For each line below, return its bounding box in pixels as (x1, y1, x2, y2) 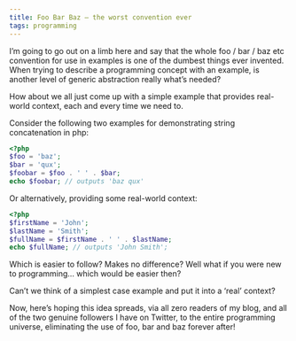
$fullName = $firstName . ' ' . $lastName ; (9, 235, 173, 244)
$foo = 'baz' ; (9, 152, 62, 161)
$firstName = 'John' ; (9, 218, 90, 227)
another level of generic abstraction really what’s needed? (9, 74, 222, 84)
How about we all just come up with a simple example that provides (9, 90, 255, 102)
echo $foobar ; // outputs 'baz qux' (9, 177, 144, 186)
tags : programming (9, 21, 77, 30)
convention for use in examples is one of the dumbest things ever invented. (9, 55, 284, 66)
